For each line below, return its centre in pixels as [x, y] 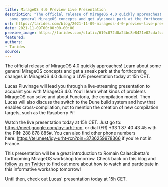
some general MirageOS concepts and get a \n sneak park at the [76, 19]
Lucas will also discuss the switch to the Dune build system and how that [80, 102]
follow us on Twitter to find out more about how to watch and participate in [82, 164]
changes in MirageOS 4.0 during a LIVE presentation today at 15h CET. [78, 76]
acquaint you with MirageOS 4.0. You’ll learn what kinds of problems [76, 91]
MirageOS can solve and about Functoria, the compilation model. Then [78, 97]
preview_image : [21, 33]
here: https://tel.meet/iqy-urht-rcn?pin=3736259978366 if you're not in [78, 138]
